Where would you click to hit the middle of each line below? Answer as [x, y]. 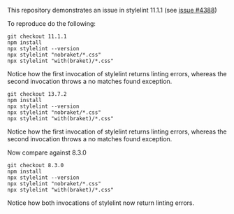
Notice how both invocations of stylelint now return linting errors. [101, 203]
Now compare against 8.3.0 [47, 152]
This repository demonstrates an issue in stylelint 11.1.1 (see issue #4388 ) [112, 10]
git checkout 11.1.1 [37, 36]
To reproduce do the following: [52, 23]
